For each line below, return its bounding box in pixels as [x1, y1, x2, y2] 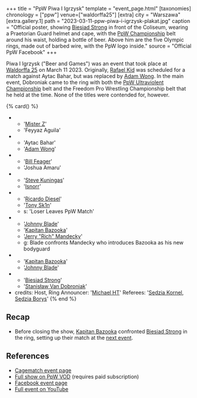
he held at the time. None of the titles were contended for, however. [6, 91, 170, 98]
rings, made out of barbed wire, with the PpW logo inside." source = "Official [6, 42, 192, 49]
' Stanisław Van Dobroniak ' [23, 283, 87, 290]
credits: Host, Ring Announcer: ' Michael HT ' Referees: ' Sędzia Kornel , [14, 289, 184, 296]
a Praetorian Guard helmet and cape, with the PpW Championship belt [6, 30, 176, 37]
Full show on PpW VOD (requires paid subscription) [14, 373, 139, 380]
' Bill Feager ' [23, 158, 53, 165]
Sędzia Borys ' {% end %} [14, 295, 77, 302]
